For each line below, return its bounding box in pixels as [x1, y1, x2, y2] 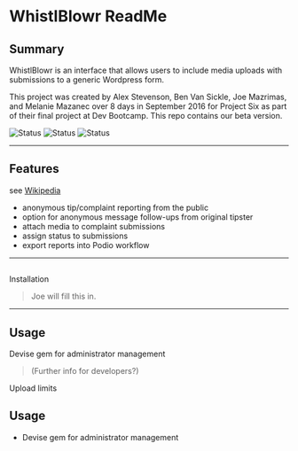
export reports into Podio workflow [21, 239, 150, 250]
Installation [9, 274, 50, 284]
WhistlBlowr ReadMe [9, 6, 168, 27]
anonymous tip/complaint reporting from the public [21, 202, 209, 213]
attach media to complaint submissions [21, 221, 166, 231]
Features [9, 161, 59, 176]
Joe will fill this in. [30, 291, 97, 302]
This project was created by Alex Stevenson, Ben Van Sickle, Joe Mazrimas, [9, 91, 287, 102]
